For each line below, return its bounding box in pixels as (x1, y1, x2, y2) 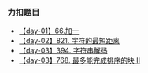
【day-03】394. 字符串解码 (18, 46, 108, 56)
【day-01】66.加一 (18, 26, 80, 36)
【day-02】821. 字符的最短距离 (18, 36, 120, 46)
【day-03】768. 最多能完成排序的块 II (18, 56, 141, 65)
